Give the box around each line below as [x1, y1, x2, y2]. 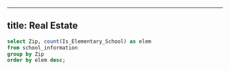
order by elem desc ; [7, 57, 66, 64]
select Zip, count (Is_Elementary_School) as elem [7, 38, 152, 45]
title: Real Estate [7, 20, 78, 31]
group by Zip [7, 50, 44, 58]
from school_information [7, 44, 78, 51]
